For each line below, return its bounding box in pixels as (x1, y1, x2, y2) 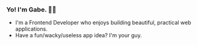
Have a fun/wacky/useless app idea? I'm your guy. (15, 32, 142, 39)
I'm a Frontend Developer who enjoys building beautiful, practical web (15, 19, 192, 26)
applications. (15, 25, 48, 32)
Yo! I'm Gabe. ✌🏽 (6, 5, 57, 14)
